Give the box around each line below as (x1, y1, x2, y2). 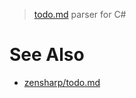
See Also (9, 44, 85, 66)
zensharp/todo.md (23, 76, 101, 88)
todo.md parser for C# (33, 9, 127, 20)
